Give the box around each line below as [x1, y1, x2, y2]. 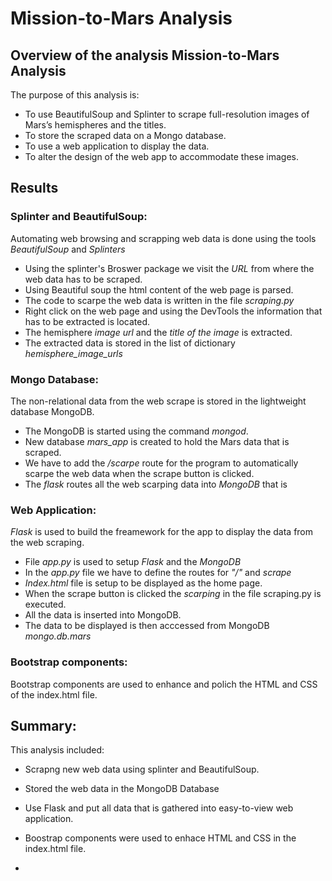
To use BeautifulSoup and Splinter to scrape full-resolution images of [24, 108, 310, 120]
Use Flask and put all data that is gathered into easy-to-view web [24, 802, 294, 814]
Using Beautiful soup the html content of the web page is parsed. [24, 283, 294, 296]
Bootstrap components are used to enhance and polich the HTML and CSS [10, 678, 318, 690]
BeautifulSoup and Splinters [10, 243, 126, 255]
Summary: [10, 717, 77, 734]
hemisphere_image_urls [24, 347, 123, 359]
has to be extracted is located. [24, 315, 151, 327]
